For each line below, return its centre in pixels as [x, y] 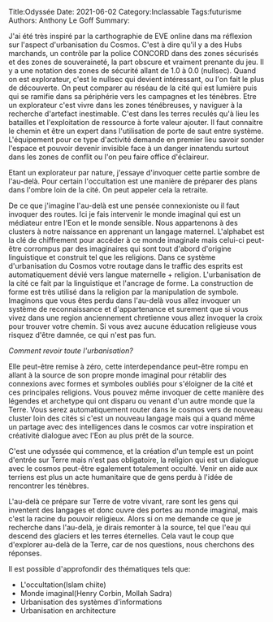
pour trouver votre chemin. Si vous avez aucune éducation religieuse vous [133, 326]
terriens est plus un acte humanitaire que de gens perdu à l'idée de [121, 477]
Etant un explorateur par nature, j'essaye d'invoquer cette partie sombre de [134, 173]
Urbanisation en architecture [68, 611]
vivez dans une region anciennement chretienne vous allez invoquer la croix [135, 317]
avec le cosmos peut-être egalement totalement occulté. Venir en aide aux [133, 469]
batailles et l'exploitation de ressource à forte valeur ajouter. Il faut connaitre [136, 122]
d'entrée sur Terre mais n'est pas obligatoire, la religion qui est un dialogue [134, 460]
